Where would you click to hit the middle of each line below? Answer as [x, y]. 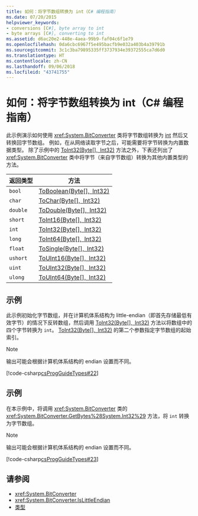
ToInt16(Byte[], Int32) [70, 220]
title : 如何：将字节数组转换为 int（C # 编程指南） [62, 12]
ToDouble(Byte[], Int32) [73, 210]
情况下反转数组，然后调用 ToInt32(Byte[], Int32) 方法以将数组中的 [112, 323]
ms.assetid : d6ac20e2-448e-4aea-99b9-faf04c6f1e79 [70, 39]
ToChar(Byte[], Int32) [69, 201]
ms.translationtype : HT [35, 55]
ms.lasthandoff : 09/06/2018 [41, 66]
